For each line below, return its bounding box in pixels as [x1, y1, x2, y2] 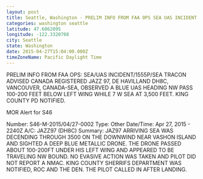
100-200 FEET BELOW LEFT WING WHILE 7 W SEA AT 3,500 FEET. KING [6, 90, 189, 97]
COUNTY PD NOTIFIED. [6, 97, 66, 104]
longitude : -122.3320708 [6, 32, 69, 38]
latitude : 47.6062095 [6, 26, 61, 32]
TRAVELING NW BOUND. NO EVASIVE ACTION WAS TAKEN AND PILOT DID [6, 153, 196, 160]
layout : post [6, 9, 40, 15]
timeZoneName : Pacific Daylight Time [6, 54, 102, 60]
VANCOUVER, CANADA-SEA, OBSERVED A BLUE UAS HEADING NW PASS [6, 83, 193, 91]
